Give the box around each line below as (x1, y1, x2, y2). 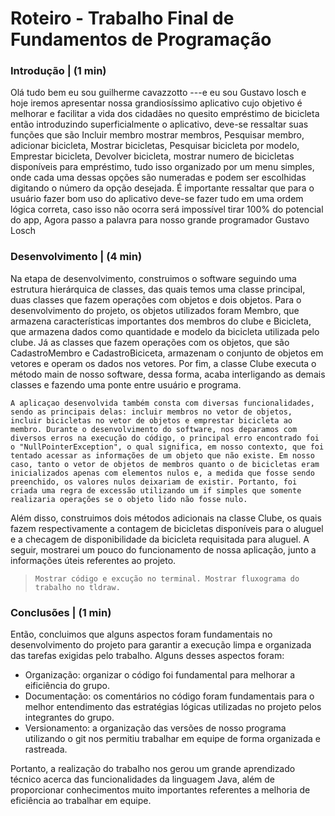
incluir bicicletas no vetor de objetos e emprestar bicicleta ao (10, 415, 293, 426)
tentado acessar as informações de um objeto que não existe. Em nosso (10, 450, 315, 461)
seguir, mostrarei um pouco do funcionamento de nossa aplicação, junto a (10, 543, 317, 556)
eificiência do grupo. (24, 680, 110, 692)
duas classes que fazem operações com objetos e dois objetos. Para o (10, 293, 302, 306)
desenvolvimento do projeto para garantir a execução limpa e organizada (10, 639, 312, 651)
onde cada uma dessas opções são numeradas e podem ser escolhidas (10, 172, 307, 184)
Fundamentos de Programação (10, 28, 272, 51)
